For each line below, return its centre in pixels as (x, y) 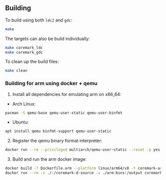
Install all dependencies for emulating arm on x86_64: (67, 94)
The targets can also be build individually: (47, 39)
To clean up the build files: (32, 62)
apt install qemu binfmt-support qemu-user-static (58, 131)
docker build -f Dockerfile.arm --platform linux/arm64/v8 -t (70, 168)
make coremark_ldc (24, 47)
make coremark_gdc (24, 52)
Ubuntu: (21, 122)
